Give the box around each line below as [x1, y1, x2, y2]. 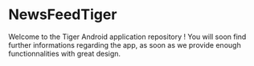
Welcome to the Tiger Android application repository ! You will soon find [8, 32, 247, 41]
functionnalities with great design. [8, 49, 121, 58]
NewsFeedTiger [8, 6, 117, 24]
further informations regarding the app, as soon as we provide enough [8, 40, 241, 49]
